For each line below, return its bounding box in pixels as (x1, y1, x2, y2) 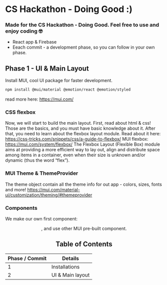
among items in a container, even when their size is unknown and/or (5, 152, 146, 158)
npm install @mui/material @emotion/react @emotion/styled (5, 87, 131, 92)
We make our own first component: (5, 216, 78, 222)
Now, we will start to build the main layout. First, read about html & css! (5, 120, 151, 126)
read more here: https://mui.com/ (5, 96, 74, 102)
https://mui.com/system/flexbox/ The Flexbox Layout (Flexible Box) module (5, 141, 160, 147)
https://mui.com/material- (27, 186, 80, 192)
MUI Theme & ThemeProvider (5, 170, 78, 177)
